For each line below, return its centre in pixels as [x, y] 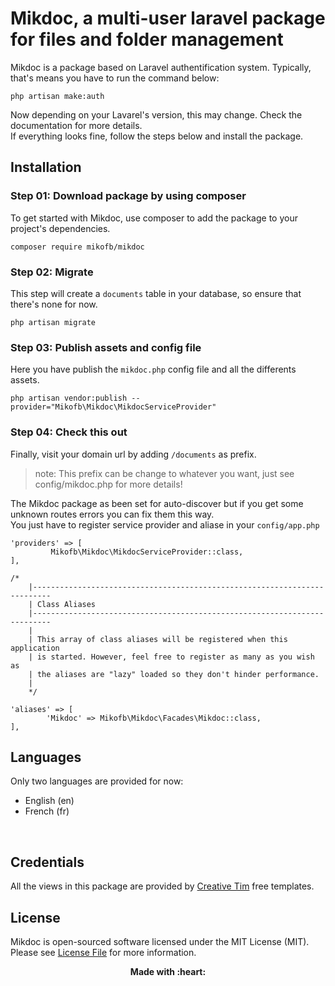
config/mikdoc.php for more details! [108, 484]
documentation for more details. [76, 125]
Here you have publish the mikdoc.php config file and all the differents [153, 369]
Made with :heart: [168, 971]
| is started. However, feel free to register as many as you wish [171, 657]
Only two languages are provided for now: [97, 781]
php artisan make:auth [57, 96]
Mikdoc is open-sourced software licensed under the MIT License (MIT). [160, 941]
